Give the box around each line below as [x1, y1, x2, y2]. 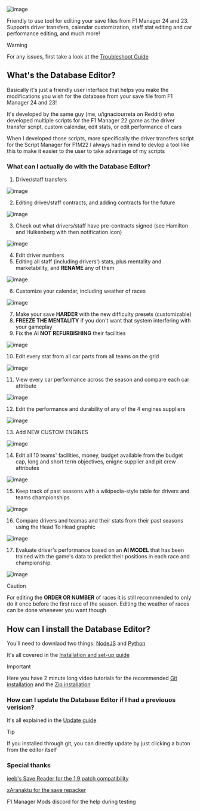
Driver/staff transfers [15, 176, 67, 183]
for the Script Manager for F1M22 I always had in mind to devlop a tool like [7, 141, 190, 148]
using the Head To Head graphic [15, 523, 96, 531]
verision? [7, 703, 35, 711]
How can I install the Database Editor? [7, 624, 151, 634]
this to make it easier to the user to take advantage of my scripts [7, 147, 165, 155]
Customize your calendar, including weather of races [15, 287, 146, 295]
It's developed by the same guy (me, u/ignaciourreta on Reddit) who [7, 110, 175, 118]
